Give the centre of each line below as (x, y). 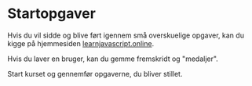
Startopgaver (51, 14)
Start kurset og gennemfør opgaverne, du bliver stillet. (95, 73)
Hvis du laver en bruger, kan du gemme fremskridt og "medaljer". (113, 59)
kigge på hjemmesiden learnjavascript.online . (81, 43)
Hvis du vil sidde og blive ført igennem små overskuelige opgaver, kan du (126, 35)
